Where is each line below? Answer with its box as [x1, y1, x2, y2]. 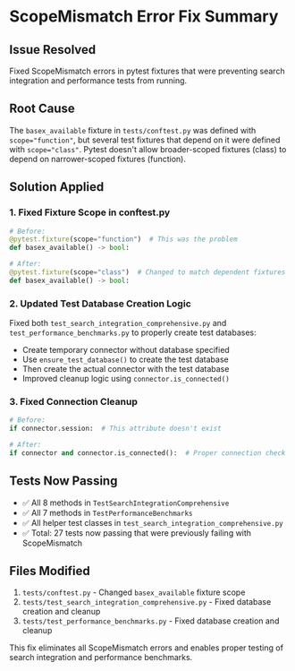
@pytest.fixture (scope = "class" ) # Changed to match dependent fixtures [9, 268, 286, 277]
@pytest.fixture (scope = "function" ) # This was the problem [9, 235, 239, 244]
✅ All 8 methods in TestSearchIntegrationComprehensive [21, 497, 230, 508]
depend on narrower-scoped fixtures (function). [9, 153, 186, 164]
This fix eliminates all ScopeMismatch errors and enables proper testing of [9, 642, 284, 653]
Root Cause [9, 101, 76, 116]
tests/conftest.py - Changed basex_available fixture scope [21, 587, 246, 598]
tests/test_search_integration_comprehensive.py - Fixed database [21, 597, 272, 607]
